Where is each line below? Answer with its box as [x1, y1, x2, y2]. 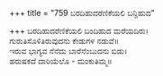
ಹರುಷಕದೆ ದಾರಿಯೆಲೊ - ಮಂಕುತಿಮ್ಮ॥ [9, 55, 113, 66]
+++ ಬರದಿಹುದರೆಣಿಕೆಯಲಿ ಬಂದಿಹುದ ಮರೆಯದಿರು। [9, 26, 149, 36]
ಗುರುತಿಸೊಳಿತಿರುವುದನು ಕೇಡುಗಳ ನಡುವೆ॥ [9, 36, 120, 46]
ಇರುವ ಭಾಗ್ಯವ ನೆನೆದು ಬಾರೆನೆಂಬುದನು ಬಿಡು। [9, 46, 128, 56]
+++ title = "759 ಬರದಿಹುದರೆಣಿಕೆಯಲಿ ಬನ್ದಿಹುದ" [9, 8, 155, 18]
